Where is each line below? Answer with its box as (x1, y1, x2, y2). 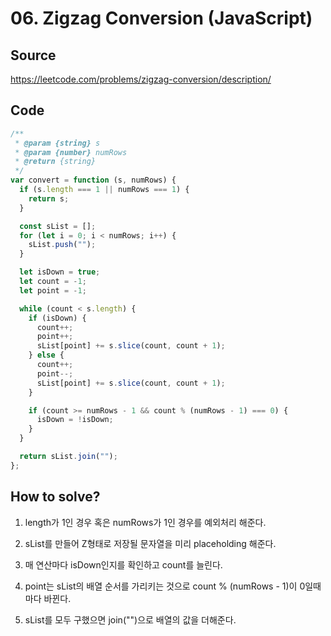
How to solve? (10, 488, 101, 506)
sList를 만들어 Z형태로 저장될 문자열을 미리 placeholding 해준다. (24, 537, 277, 549)
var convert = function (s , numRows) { (10, 175, 177, 186)
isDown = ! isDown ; (36, 415, 114, 425)
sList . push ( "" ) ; (28, 240, 97, 250)
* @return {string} (14, 157, 97, 167)
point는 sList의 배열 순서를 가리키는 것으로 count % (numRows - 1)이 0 (24, 580, 306, 592)
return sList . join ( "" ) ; (19, 452, 118, 462)
